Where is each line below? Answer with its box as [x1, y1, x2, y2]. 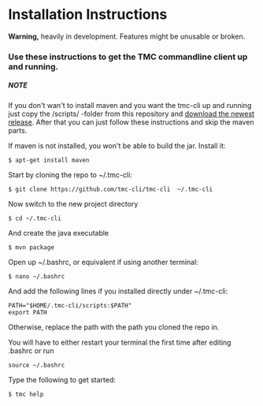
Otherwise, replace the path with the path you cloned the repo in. [8, 322, 220, 332]
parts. [8, 125, 28, 135]
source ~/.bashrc [8, 361, 65, 369]
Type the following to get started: [8, 374, 117, 384]
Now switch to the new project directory [8, 199, 139, 208]
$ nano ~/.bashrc [8, 272, 65, 281]
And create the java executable [8, 228, 109, 237]
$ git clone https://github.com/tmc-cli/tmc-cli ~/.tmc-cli [8, 185, 213, 193]
